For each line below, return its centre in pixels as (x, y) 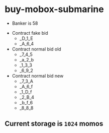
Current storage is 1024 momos (54, 124)
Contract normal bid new (38, 76)
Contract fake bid (30, 33)
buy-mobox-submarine (54, 9)
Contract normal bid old (36, 49)
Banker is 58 (25, 23)
